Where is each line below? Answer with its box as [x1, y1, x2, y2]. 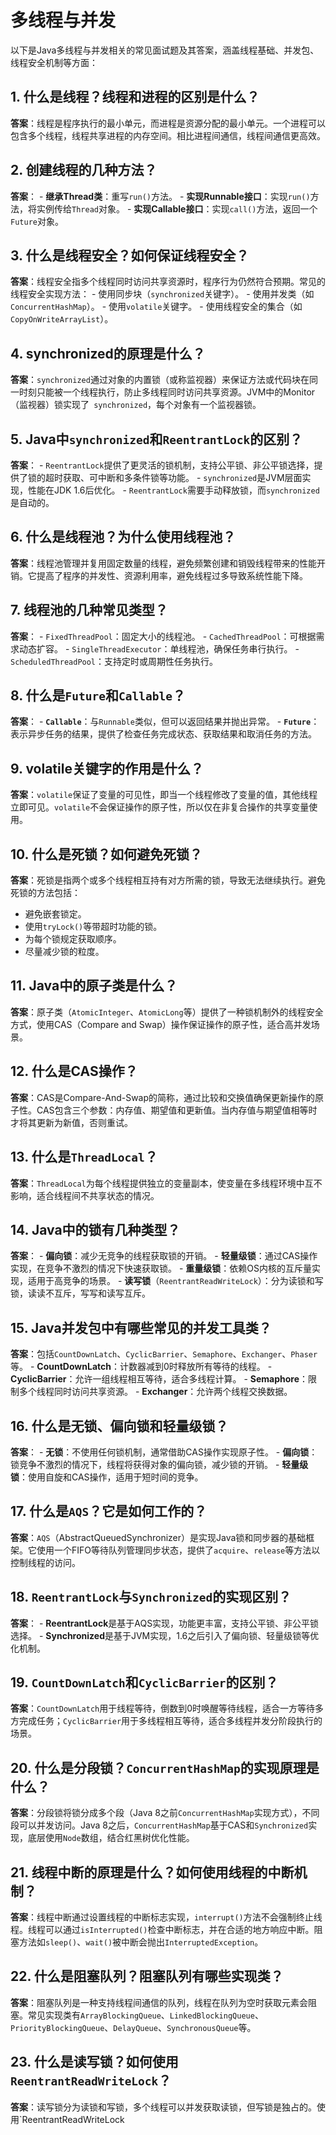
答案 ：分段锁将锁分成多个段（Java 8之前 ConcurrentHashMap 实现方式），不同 [10, 1807, 320, 1819]
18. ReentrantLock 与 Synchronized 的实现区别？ [10, 1589, 292, 1606]
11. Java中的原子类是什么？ [10, 977, 178, 995]
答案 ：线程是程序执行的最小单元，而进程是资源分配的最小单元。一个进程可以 [10, 117, 326, 129]
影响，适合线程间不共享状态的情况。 [10, 1189, 160, 1201]
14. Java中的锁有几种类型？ [10, 1221, 181, 1238]
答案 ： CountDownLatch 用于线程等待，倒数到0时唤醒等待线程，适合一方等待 [10, 1702, 316, 1715]
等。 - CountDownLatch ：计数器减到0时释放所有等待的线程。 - [10, 1361, 273, 1373]
